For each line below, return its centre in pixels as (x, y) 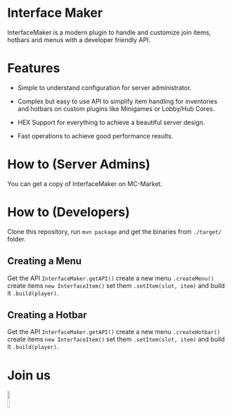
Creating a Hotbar (47, 315)
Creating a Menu (45, 261)
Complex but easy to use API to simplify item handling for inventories (117, 101)
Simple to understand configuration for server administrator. (104, 87)
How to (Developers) (69, 212)
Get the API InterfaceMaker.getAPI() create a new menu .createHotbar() (114, 332)
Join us (29, 375)
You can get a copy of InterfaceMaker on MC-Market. (85, 183)
